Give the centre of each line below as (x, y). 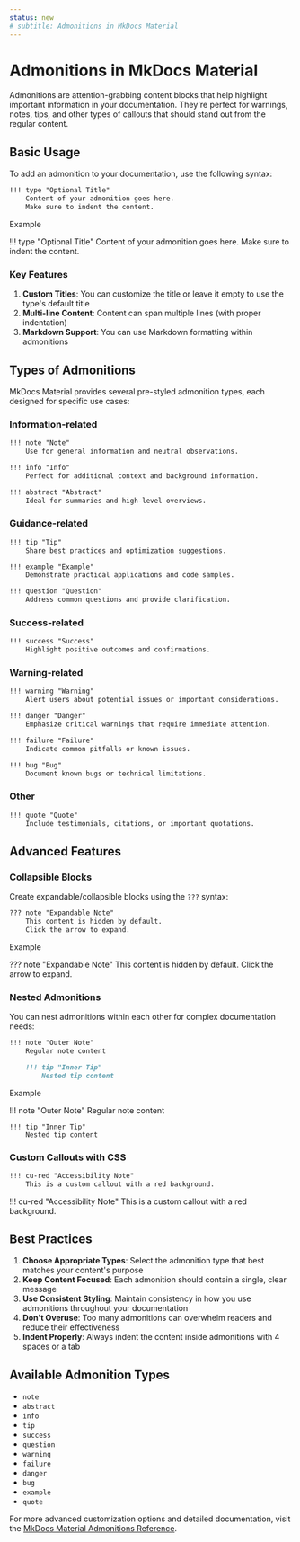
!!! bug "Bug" (36, 765)
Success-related (46, 623)
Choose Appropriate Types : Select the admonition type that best (143, 1261)
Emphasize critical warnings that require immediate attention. (148, 724)
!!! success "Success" (52, 642)
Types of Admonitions (73, 370)
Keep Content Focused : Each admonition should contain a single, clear (154, 1280)
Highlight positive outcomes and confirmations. (118, 650)
